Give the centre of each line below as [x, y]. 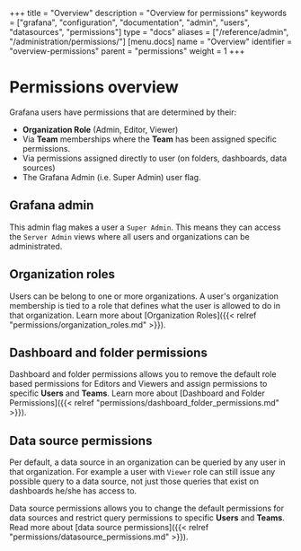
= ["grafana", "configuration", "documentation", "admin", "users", [129, 22]
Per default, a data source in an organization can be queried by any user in [147, 462]
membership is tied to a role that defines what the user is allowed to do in [145, 305]
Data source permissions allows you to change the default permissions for [147, 508]
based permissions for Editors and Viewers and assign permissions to [138, 384]
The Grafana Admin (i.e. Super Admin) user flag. [111, 177]
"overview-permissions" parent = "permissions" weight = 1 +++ [127, 51]
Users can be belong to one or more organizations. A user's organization [144, 296]
